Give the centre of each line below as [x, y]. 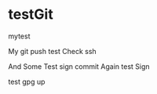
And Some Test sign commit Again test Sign [79, 66]
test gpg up [27, 81]
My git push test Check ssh [52, 51]
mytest [19, 36]
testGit [31, 14]
